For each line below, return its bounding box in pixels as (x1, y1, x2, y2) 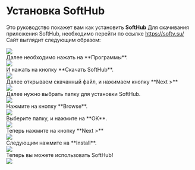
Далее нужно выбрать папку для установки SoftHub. (6, 90, 141, 97)
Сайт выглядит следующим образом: (6, 36, 101, 43)
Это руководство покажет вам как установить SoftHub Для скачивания (6, 24, 189, 31)
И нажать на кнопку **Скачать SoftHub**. (6, 66, 114, 73)
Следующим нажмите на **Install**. (6, 139, 97, 146)
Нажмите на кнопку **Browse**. (6, 102, 88, 110)
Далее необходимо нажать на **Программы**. (6, 53, 128, 60)
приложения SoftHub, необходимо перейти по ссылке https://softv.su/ (6, 30, 184, 37)
